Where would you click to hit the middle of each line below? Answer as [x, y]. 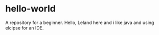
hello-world [31, 9]
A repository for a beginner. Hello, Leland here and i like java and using [80, 22]
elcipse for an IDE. [25, 27]
